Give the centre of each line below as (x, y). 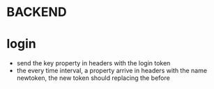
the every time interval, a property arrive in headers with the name (112, 71)
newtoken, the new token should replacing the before (93, 78)
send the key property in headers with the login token (93, 63)
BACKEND (37, 12)
